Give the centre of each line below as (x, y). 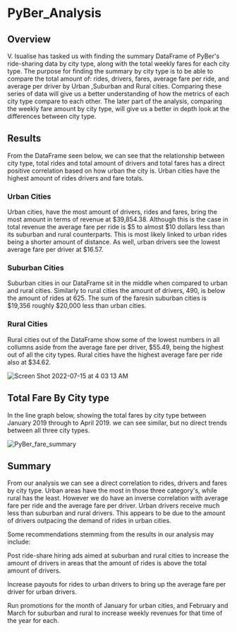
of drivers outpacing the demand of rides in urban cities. (89, 521)
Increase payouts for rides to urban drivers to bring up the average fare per (117, 585)
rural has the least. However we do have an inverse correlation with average (118, 498)
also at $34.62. (29, 362)
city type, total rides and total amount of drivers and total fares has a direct (116, 163)
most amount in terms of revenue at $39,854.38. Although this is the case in (118, 219)
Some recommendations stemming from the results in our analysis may (111, 534)
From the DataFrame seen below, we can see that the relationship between (116, 155)
